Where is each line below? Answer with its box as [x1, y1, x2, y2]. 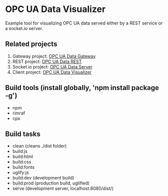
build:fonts [12, 164, 35, 170]
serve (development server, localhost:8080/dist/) [12, 185, 114, 191]
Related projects [5, 40, 57, 48]
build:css [12, 159, 31, 165]
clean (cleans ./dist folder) [12, 143, 67, 149]
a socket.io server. [5, 25, 43, 31]
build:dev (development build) [12, 175, 74, 181]
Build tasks [5, 129, 41, 138]
